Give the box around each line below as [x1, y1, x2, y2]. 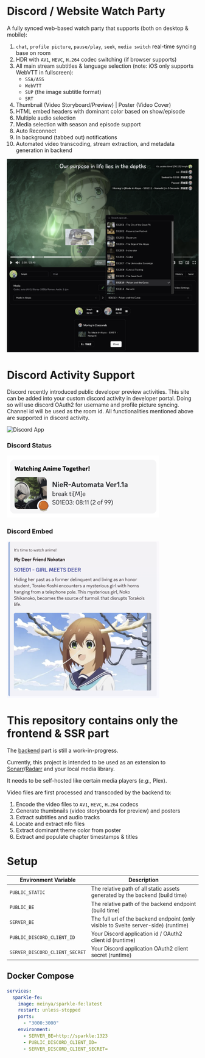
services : [7, 988, 32, 994]
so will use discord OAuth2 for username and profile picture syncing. [7, 401, 179, 408]
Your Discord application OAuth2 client [91, 945, 189, 952]
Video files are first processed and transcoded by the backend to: [7, 789, 172, 796]
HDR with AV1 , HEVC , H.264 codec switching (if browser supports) [15, 56, 177, 63]
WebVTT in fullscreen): [15, 68, 74, 76]
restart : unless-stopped [18, 1007, 81, 1013]
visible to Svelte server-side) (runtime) [91, 921, 189, 929]
